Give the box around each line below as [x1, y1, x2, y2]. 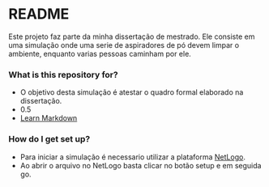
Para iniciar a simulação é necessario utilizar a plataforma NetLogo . [19, 151, 246, 162]
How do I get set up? [8, 134, 91, 145]
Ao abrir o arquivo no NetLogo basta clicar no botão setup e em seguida [19, 160, 262, 170]
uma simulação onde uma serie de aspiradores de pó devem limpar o [8, 40, 240, 49]
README [8, 5, 70, 23]
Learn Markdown [19, 113, 78, 123]
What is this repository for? [8, 69, 119, 80]
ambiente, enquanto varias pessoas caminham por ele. [8, 49, 192, 58]
